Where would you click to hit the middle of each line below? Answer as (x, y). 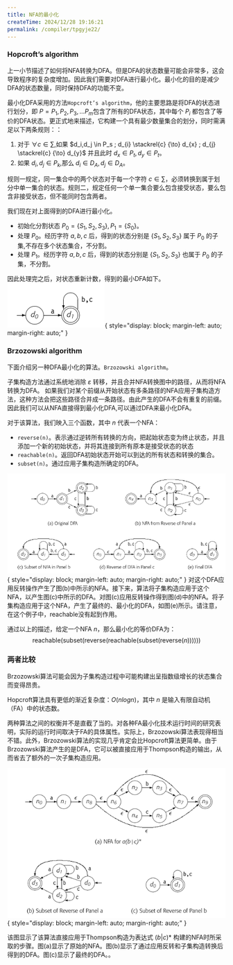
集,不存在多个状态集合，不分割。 (64, 246)
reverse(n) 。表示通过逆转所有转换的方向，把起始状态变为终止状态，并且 (121, 437)
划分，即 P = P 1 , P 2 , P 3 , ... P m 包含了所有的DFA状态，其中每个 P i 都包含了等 (118, 112)
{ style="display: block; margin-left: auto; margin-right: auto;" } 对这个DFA (113, 580)
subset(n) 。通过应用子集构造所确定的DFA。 (79, 463)
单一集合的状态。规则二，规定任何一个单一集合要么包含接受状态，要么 (119, 188)
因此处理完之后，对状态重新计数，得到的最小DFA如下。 (86, 279)
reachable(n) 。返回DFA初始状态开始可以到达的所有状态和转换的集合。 (118, 454)
